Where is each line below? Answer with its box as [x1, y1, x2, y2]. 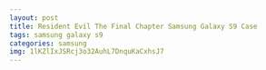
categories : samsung [9, 38, 88, 48]
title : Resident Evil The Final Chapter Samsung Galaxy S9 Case [9, 22, 258, 31]
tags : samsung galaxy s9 [9, 30, 103, 39]
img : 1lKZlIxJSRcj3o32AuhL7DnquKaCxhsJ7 [9, 47, 165, 56]
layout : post [9, 13, 59, 23]
